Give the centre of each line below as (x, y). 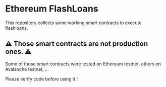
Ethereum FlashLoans (52, 9)
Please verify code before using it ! (42, 79)
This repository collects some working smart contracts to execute (73, 23)
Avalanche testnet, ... (27, 69)
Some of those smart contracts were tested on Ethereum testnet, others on (83, 64)
